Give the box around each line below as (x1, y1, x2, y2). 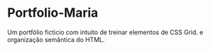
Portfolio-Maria (7, 5, 99, 21)
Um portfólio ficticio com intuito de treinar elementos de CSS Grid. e (7, 28, 204, 36)
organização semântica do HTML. (7, 35, 105, 43)
